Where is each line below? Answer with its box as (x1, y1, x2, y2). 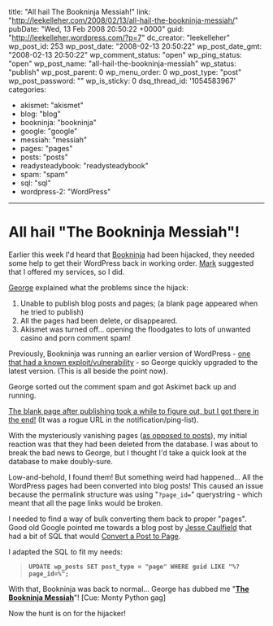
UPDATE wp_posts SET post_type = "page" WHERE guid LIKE (28, 563, 226, 571)
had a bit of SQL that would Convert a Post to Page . (8, 531, 181, 541)
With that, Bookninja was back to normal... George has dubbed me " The (8, 584, 249, 593)
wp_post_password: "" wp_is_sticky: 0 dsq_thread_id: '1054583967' (8, 76, 236, 85)
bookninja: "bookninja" (19, 118, 97, 127)
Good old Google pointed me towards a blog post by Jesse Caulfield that (8, 522, 252, 532)
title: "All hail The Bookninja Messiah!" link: (8, 7, 151, 16)
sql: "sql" (19, 178, 51, 188)
